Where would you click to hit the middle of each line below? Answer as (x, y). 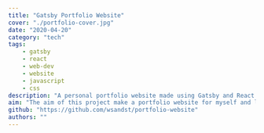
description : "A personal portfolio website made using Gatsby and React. (133, 95)
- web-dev (38, 66)
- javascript (44, 81)
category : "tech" (37, 37)
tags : (17, 45)
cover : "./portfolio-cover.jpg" (61, 23)
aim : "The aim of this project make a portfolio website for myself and (130, 102)
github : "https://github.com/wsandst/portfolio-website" (103, 110)
